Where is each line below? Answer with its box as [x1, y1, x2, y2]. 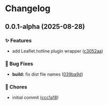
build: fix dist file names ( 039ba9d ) [12, 71, 84, 77]
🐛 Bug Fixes [5, 60, 33, 67]
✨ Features [5, 37, 32, 44]
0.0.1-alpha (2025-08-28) [5, 22, 85, 31]
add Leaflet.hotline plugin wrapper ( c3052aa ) [12, 48, 104, 54]
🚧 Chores [5, 84, 28, 90]
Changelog [5, 3, 51, 14]
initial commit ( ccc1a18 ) [12, 95, 59, 101]
